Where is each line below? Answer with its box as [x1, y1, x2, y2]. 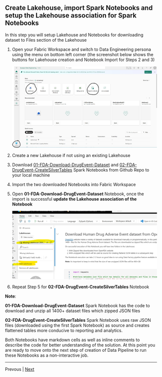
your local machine [12, 172, 50, 178]
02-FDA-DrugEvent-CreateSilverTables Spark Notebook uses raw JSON [5, 317, 151, 323]
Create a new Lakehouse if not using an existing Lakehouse [12, 152, 131, 158]
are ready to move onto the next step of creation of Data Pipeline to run [5, 347, 147, 353]
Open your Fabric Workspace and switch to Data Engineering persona [12, 46, 151, 52]
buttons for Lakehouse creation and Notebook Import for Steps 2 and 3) [12, 57, 155, 63]
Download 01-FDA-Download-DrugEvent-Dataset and [12, 162, 119, 168]
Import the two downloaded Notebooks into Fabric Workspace [12, 181, 136, 187]
